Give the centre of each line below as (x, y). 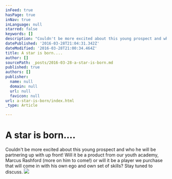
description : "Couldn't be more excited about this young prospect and (83, 39)
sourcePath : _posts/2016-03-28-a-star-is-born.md (59, 63)
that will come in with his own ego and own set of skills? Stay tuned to (79, 166)
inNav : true (18, 19)
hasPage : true (20, 15)
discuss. (14, 172)
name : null (21, 82)
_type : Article (21, 106)
